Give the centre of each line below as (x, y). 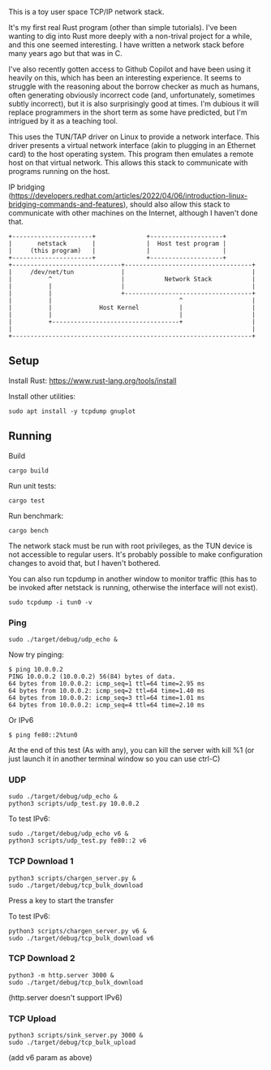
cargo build (28, 471)
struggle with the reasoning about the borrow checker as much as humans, (134, 86)
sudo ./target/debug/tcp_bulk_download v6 (81, 938)
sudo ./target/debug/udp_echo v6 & (69, 834)
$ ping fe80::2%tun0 (43, 735)
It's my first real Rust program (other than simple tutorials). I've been (123, 27)
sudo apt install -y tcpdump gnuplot (72, 411)
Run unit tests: (32, 485)
